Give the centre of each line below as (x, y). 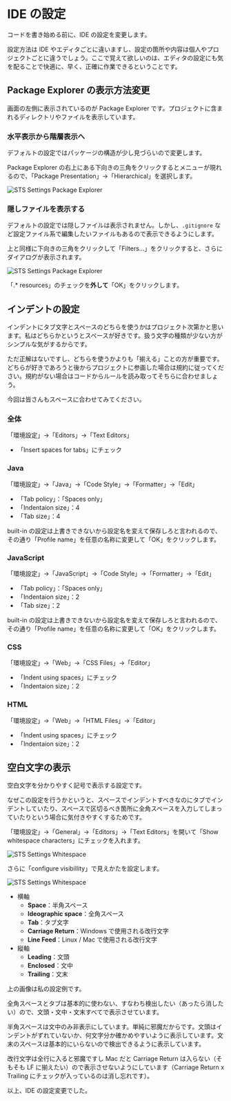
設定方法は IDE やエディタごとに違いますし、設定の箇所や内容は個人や (107, 49)
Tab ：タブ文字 (48, 922)
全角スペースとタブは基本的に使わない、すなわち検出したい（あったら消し (113, 1004)
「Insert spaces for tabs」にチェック (69, 450)
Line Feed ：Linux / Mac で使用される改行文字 (92, 940)
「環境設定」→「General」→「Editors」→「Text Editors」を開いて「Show (113, 832)
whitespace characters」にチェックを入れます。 (76, 841)
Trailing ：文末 (48, 974)
